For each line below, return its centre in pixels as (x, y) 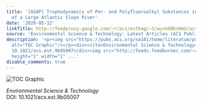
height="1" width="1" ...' (45, 56)
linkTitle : (20, 28)
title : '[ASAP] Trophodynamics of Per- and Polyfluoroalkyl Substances (98, 12)
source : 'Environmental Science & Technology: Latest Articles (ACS (94, 34)
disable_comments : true (36, 62)
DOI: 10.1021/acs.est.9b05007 (43, 97)
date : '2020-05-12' (31, 23)
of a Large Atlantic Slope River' (55, 17)
